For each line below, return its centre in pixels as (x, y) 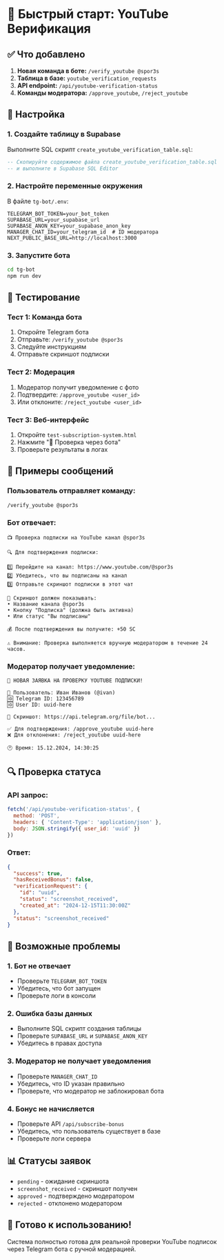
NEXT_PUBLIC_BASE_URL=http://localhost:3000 (72, 238)
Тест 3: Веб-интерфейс (48, 419)
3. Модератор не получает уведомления (79, 1061)
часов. (17, 649)
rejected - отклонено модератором (70, 1203)
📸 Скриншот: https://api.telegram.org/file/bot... (81, 717)
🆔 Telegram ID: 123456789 (45, 699)
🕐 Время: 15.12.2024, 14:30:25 (53, 748)
